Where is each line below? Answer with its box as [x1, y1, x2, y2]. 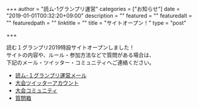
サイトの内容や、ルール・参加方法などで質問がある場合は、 [6, 51, 155, 59]
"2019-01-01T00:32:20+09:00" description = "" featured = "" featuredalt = [6, 12, 193, 19]
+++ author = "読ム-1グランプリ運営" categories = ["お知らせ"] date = [6, 5, 180, 12]
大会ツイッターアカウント [15, 79, 79, 86]
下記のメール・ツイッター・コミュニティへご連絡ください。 [6, 59, 155, 66]
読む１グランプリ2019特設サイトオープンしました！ [6, 44, 135, 51]
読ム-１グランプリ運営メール [15, 72, 87, 79]
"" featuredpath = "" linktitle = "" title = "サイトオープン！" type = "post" [6, 19, 186, 26]
